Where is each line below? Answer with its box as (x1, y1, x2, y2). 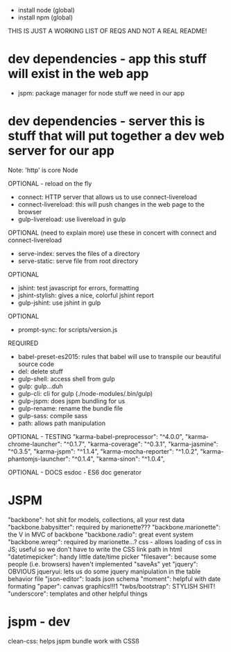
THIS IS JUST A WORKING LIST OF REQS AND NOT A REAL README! (8, 27, 207, 35)
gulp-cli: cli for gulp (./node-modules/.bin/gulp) (17, 389, 153, 397)
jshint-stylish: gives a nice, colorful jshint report (17, 291, 155, 299)
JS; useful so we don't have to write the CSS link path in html (8, 545, 182, 553)
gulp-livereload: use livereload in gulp (17, 215, 126, 223)
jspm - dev (8, 614, 71, 629)
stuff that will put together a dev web (8, 128, 225, 144)
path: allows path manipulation (17, 419, 106, 427)
